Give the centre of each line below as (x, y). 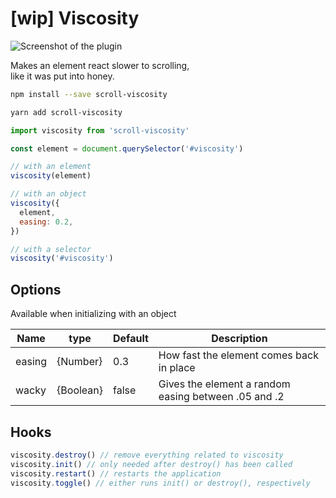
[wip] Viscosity (75, 18)
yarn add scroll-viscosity (66, 112)
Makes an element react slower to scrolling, (100, 65)
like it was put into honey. (62, 76)
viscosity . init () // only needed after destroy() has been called (151, 464)
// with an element (51, 167)
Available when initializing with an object (93, 314)
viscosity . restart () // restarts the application (116, 473)
